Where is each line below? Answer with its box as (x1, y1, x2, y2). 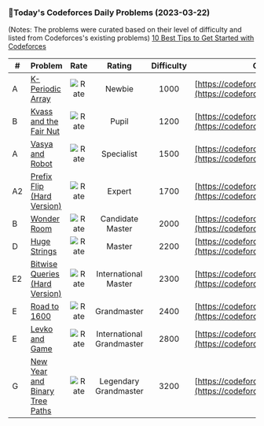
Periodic (30, 83, 61, 94)
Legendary (99, 376, 140, 387)
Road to (30, 301, 59, 312)
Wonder (30, 213, 60, 224)
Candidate (100, 213, 139, 224)
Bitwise (30, 259, 57, 270)
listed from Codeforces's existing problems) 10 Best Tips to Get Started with (8, 33, 255, 43)
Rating (107, 61, 132, 72)
